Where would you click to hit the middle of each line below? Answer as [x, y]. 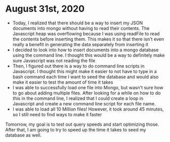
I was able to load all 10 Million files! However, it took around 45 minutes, [88, 109]
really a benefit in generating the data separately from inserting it [80, 44]
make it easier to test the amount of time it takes [63, 82]
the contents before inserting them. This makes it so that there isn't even [88, 39]
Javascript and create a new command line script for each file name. [84, 103]
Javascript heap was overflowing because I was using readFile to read [86, 33]
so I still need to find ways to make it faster [57, 114]
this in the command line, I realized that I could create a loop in [78, 98]
